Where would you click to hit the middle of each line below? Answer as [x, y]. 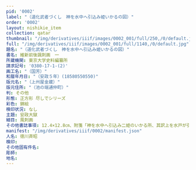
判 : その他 [17, 93]
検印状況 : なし [22, 109]
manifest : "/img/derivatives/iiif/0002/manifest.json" [74, 131]
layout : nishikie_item [34, 28]
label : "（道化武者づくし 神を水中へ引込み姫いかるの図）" [70, 17]
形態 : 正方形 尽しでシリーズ [36, 98]
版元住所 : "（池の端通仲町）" [37, 88]
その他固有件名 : [23, 147]
